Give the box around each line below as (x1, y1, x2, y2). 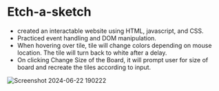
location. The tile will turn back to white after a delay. (17, 49, 167, 57)
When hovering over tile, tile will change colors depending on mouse (17, 41, 212, 49)
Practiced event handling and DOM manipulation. (17, 34, 157, 42)
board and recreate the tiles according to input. (17, 63, 152, 71)
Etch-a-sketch (7, 4, 92, 20)
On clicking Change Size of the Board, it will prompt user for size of (17, 55, 209, 64)
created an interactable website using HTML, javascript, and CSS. (17, 27, 205, 35)
